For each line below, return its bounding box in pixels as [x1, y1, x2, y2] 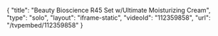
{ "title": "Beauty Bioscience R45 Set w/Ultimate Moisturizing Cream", [6, 6, 211, 14]
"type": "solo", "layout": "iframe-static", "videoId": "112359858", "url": [6, 13, 211, 22]
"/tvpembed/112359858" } [6, 21, 83, 29]
